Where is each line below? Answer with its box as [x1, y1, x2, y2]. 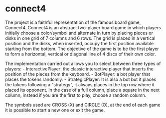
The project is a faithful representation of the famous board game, [5, 19, 141, 25]
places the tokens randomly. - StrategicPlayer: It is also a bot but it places [5, 76, 157, 82]
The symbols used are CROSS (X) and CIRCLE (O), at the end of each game [5, 102, 161, 108]
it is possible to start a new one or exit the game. [5, 107, 105, 113]
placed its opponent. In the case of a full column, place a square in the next [5, 87, 160, 93]
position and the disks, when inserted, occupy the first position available [5, 40, 154, 46]
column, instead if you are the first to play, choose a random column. [5, 92, 147, 98]
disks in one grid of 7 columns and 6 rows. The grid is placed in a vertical [5, 35, 156, 41]
